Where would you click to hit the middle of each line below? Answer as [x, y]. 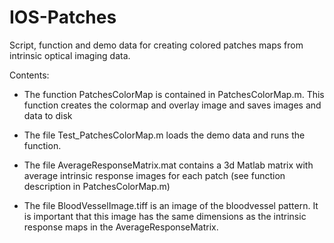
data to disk [48, 115]
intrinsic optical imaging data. [70, 55]
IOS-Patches [63, 17]
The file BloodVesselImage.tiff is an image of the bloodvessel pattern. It [171, 205]
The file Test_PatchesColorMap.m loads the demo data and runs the [164, 135]
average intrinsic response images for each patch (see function [154, 175]
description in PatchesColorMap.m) [97, 186]
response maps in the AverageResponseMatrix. [121, 227]
